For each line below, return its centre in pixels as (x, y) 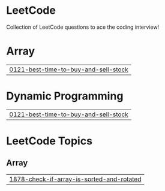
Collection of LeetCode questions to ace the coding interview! (83, 27)
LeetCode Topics (49, 141)
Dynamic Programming (65, 96)
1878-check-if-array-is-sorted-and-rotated (75, 179)
